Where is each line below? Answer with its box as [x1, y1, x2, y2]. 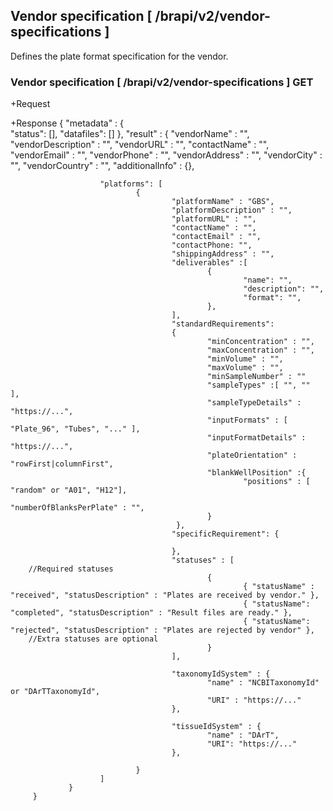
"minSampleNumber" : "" [207, 372, 307, 382]
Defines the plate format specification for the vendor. [10, 50, 229, 62]
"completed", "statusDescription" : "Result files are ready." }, [10, 608, 293, 618]
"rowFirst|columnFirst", [10, 459, 114, 469]
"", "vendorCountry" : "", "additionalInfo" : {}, [10, 160, 195, 172]
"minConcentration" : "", [207, 337, 315, 347]
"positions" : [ [243, 477, 311, 487]
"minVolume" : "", [207, 354, 284, 364]
